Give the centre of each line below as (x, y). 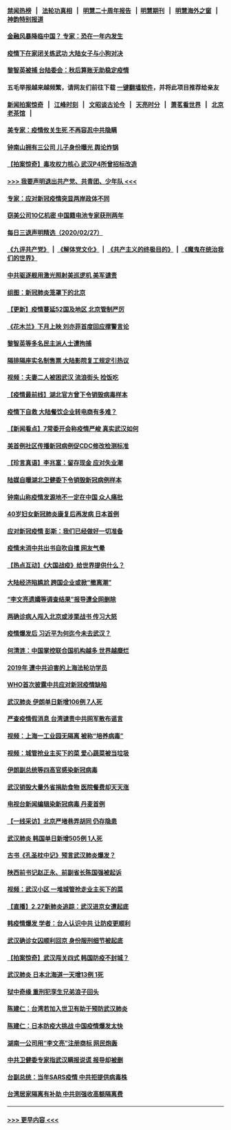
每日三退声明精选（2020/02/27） (55, 232)
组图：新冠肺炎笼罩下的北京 (46, 292)
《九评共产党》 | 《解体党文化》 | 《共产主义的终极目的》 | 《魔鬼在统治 (112, 250)
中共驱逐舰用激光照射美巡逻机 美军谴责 (62, 275)
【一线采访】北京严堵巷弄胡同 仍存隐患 (62, 821)
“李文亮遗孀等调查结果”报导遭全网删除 (62, 599)
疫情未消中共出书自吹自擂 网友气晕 (56, 548)
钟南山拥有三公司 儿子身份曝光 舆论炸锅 (63, 147)
